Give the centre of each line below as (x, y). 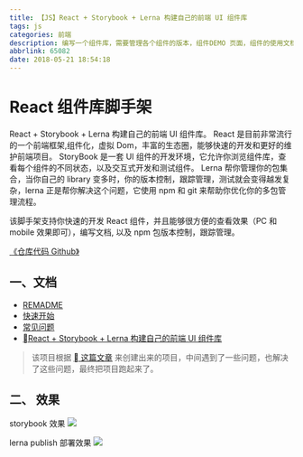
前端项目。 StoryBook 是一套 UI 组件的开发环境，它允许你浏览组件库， (147, 156)
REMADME (42, 304)
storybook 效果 (37, 423)
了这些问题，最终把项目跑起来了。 (95, 368)
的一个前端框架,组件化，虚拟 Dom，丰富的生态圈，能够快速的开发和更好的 (147, 145)
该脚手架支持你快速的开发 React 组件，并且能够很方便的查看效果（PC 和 (143, 220)
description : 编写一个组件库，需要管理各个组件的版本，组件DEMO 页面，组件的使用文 (150, 43)
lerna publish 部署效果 (50, 443)
